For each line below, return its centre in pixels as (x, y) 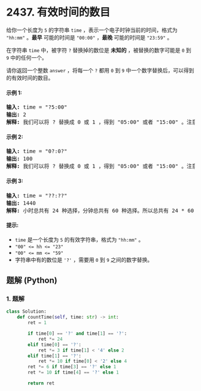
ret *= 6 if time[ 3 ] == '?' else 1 (72, 367)
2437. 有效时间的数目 (58, 12)
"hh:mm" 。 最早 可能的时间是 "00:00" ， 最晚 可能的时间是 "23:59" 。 (89, 37)
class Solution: (26, 311)
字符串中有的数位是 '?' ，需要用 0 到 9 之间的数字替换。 (84, 259)
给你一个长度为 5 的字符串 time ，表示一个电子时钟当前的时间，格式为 (92, 30)
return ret (41, 383)
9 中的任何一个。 (27, 57)
